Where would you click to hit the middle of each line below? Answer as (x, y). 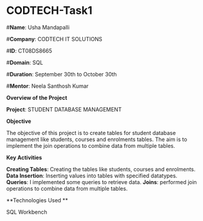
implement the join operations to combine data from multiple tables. (91, 145)
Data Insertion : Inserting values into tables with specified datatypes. (92, 176)
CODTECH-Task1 (49, 11)
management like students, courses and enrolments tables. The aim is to (97, 139)
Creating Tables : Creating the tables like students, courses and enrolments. (101, 169)
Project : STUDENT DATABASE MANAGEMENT (64, 109)
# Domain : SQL (25, 62)
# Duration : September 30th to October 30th (62, 74)
